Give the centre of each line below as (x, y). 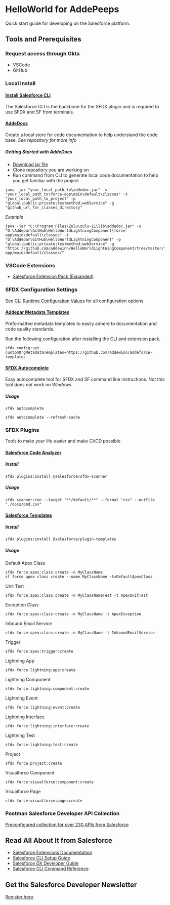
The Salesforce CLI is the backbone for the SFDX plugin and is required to (82, 106)
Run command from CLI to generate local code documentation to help (85, 175)
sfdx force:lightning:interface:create (47, 726)
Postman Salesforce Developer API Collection (62, 813)
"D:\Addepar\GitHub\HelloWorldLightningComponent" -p (63, 239)
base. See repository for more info (41, 140)
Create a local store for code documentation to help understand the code (81, 135)
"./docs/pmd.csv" (24, 504)
